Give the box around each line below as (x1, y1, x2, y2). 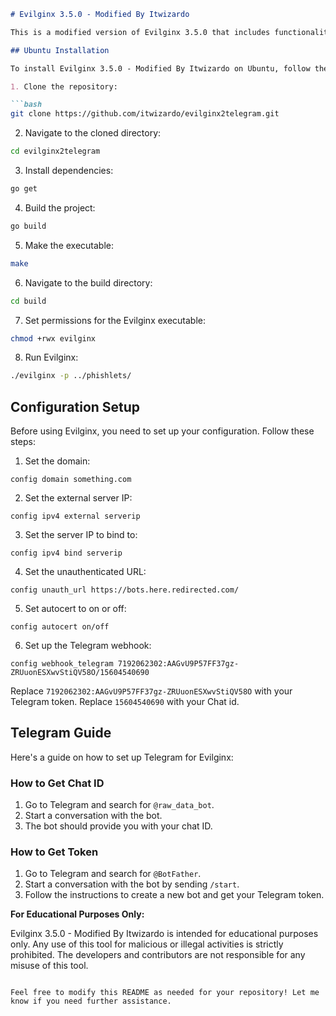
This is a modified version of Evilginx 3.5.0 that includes (10, 27, 271, 37)
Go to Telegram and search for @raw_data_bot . (24, 799, 215, 811)
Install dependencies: (24, 165, 114, 176)
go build (10, 221, 47, 231)
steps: (10, 436, 36, 448)
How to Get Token (10, 845, 99, 859)
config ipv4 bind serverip (10, 548, 123, 559)
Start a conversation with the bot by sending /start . (24, 878, 240, 890)
